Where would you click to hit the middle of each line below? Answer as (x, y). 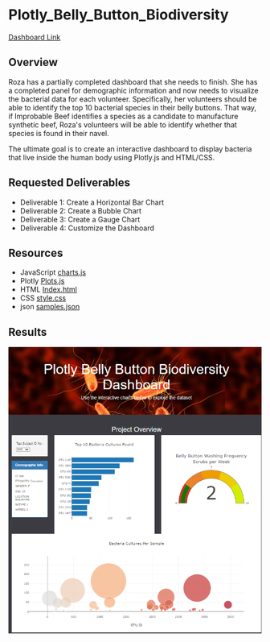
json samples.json (50, 307)
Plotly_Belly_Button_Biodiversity (119, 15)
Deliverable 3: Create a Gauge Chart (80, 219)
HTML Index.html (49, 290)
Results (28, 332)
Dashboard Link (35, 37)
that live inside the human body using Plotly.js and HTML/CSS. (112, 157)
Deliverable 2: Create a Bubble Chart (81, 210)
